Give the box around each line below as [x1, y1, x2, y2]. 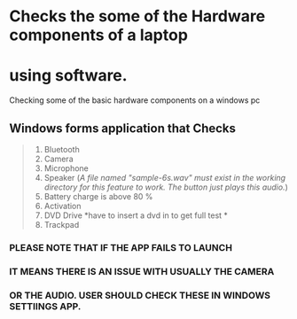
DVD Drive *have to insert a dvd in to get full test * [43, 210, 229, 221]
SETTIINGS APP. [9, 300, 82, 312]
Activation [43, 200, 82, 211]
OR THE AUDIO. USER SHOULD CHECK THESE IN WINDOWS [9, 289, 271, 301]
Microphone [43, 162, 89, 174]
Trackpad [43, 219, 80, 230]
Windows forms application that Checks [9, 121, 237, 136]
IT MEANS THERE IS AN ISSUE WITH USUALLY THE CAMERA [9, 265, 275, 277]
